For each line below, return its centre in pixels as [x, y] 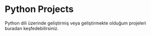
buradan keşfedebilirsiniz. [32, 28]
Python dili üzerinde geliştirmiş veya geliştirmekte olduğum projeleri [75, 23]
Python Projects [39, 9]
